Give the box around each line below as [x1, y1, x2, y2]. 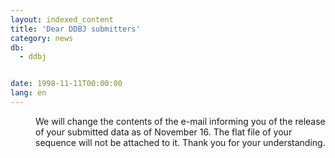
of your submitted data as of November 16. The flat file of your [35, 126, 293, 138]
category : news [10, 33, 74, 43]
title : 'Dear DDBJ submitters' [10, 24, 141, 34]
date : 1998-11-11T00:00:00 [10, 79, 123, 89]
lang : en [10, 88, 47, 98]
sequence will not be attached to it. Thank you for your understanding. [35, 136, 326, 148]
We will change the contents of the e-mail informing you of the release [35, 115, 326, 127]
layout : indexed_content [10, 14, 114, 25]
